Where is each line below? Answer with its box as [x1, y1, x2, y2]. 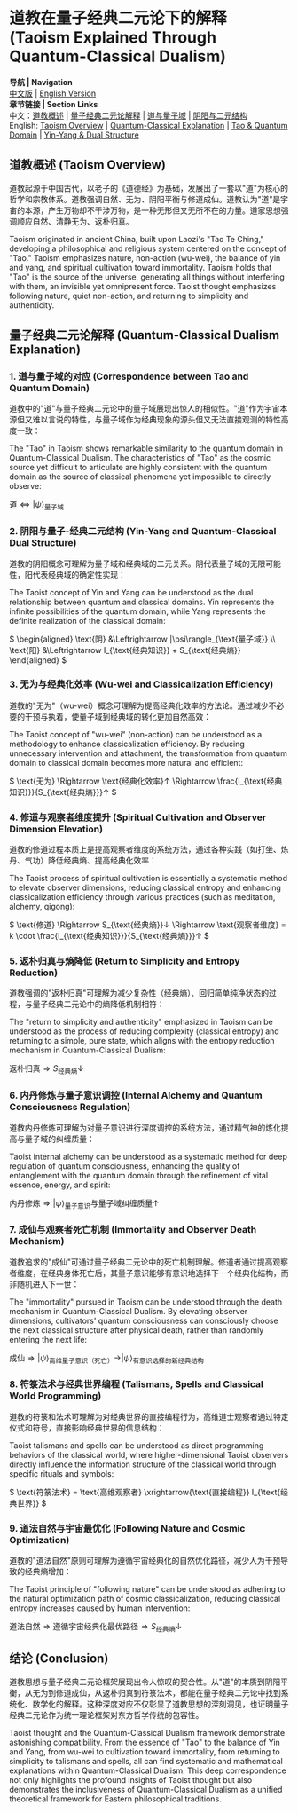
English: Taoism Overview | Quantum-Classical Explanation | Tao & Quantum [9, 120, 288, 130]
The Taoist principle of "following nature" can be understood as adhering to [9, 1584, 286, 1594]
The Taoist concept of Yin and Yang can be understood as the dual [9, 587, 254, 597]
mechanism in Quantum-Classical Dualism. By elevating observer [9, 1305, 248, 1316]
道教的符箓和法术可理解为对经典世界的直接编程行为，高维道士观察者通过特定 [9, 1411, 289, 1422]
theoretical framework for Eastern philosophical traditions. [9, 1793, 222, 1804]
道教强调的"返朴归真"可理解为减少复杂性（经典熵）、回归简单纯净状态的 [9, 988, 270, 998]
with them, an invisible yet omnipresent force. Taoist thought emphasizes [9, 280, 277, 291]
